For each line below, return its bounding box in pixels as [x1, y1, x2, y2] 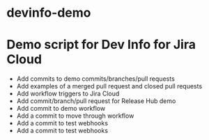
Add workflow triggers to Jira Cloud [16, 89, 120, 98]
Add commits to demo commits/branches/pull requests [16, 75, 175, 83]
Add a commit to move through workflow [16, 111, 134, 120]
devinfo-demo [6, 5, 91, 21]
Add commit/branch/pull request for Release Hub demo [16, 97, 176, 105]
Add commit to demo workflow [16, 104, 106, 113]
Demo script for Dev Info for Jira [6, 37, 196, 53]
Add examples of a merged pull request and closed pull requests [16, 82, 203, 91]
